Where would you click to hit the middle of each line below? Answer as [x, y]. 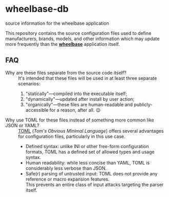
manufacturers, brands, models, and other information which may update [82, 39]
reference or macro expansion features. [67, 179]
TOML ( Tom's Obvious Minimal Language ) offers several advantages [91, 131]
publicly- [143, 104]
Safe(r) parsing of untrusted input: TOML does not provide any [91, 173]
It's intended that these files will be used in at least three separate [88, 78]
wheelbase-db [37, 9]
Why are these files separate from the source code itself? [66, 73]
